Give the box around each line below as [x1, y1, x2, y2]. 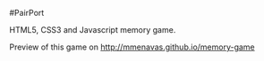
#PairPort [9, 8, 45, 18]
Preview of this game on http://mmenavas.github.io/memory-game [9, 42, 255, 52]
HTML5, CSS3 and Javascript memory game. [9, 25, 176, 34]
